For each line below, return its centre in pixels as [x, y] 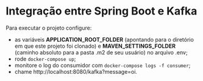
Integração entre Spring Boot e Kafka [101, 11]
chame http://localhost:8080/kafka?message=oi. [76, 71]
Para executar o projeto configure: [49, 28]
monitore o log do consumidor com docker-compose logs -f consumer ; [102, 65]
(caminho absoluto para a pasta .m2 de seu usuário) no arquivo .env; [101, 52]
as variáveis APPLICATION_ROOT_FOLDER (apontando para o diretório [104, 39]
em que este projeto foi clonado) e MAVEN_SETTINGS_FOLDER [95, 46]
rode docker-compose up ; [45, 59]
